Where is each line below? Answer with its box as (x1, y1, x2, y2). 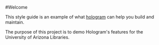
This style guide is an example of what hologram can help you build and (5, 14, 154, 19)
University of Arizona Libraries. (5, 34, 69, 40)
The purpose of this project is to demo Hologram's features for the (5, 29, 143, 34)
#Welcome (5, 4, 28, 10)
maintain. (5, 19, 24, 25)
